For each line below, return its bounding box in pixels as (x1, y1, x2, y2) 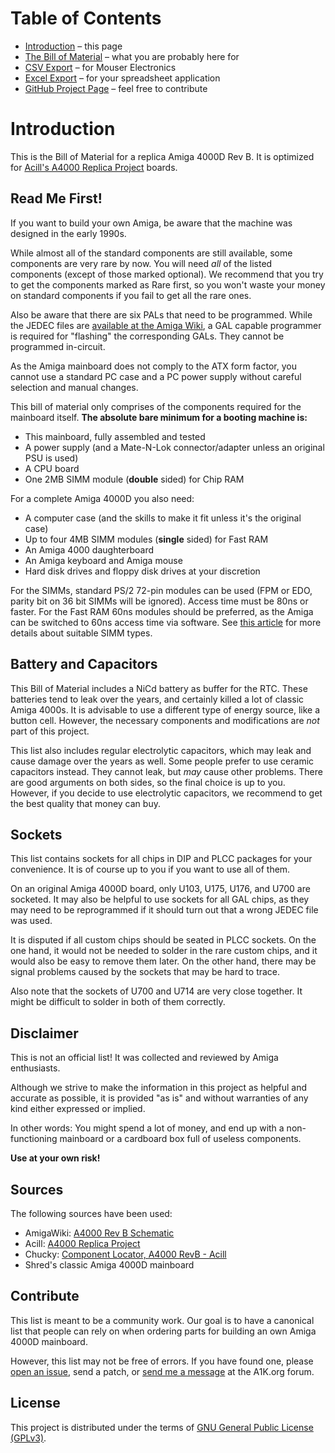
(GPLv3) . (10, 1432, 47, 1444)
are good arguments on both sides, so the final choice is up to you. (10, 776, 286, 788)
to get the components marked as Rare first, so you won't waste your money (10, 278, 326, 291)
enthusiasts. (10, 1062, 61, 1074)
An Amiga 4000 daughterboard (24, 543, 155, 556)
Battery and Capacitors (10, 656, 158, 673)
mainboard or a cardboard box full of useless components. (59, 1133, 302, 1145)
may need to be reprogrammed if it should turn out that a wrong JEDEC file (10, 904, 319, 916)
